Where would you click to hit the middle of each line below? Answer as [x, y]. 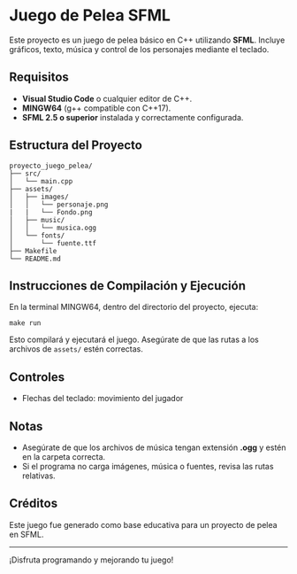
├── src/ [25, 174]
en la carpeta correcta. [64, 457]
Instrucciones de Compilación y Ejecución [127, 286]
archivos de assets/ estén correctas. [76, 349]
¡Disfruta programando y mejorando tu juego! [91, 560]
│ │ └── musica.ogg [53, 228]
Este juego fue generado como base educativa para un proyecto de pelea [143, 524]
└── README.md [35, 259]
